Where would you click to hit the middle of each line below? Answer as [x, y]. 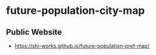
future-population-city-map [75, 11]
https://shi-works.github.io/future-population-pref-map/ [82, 46]
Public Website [34, 32]
